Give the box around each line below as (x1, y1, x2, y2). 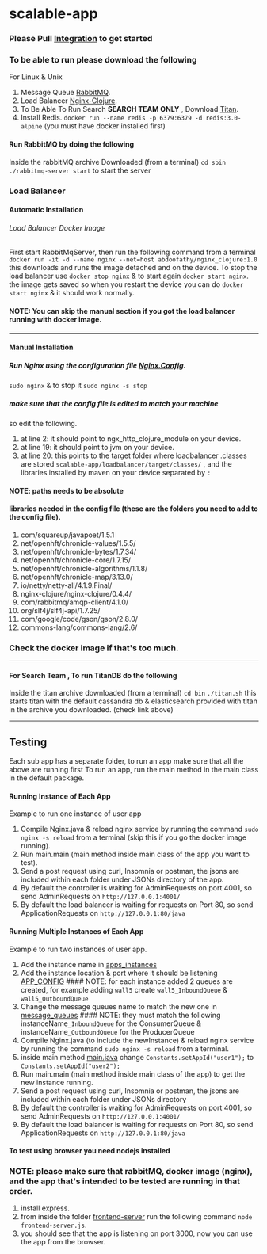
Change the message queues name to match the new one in (20, 1001, 217, 1011)
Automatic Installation (9, 205, 84, 215)
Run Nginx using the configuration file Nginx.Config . (9, 360, 186, 370)
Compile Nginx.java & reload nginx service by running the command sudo (20, 825, 259, 834)
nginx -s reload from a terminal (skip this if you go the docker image (20, 833, 247, 842)
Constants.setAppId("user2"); (20, 1062, 121, 1070)
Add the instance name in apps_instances (20, 959, 158, 969)
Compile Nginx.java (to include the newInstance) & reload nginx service (20, 1035, 254, 1045)
